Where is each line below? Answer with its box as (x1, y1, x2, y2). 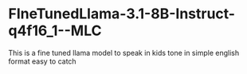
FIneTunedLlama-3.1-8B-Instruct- (8, 5, 236, 23)
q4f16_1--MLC (8, 21, 102, 40)
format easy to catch (8, 56, 77, 66)
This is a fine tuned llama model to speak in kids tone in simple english (8, 48, 240, 57)
